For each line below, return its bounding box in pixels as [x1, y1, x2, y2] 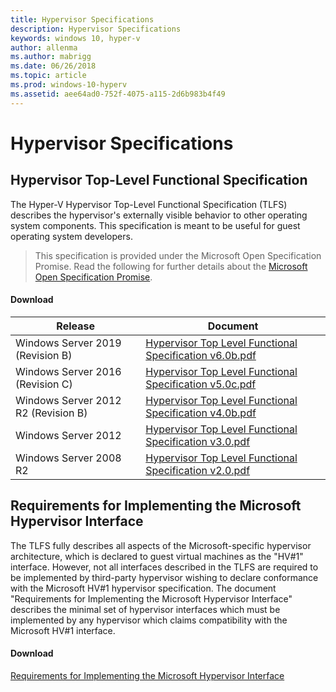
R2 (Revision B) [15, 406, 88, 420]
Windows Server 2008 [15, 451, 122, 465]
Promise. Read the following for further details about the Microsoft [34, 260, 308, 272]
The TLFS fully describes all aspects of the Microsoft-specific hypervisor [10, 539, 312, 551]
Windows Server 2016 [15, 364, 122, 378]
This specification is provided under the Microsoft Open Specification [34, 249, 322, 261]
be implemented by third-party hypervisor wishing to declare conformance [10, 571, 319, 583]
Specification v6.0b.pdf [145, 348, 257, 362]
